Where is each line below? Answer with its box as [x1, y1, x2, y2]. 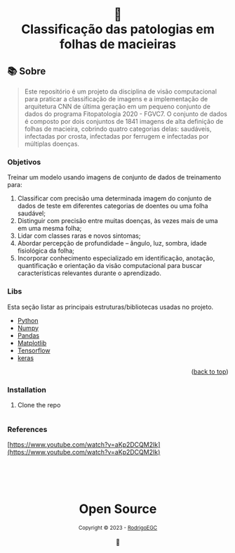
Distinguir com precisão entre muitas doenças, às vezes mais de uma [17, 217, 219, 225]
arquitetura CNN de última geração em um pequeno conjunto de [24, 102, 210, 110]
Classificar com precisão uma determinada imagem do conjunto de [17, 194, 212, 203]
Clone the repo [17, 400, 61, 409]
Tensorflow [17, 346, 51, 355]
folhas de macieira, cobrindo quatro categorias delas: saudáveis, [24, 125, 212, 133]
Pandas [17, 331, 40, 340]
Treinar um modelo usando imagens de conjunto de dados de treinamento [7, 173, 222, 182]
